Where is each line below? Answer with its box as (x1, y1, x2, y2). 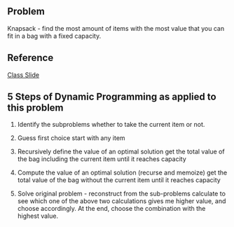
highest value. (17, 212, 58, 220)
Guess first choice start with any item (17, 134, 125, 142)
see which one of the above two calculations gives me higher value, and (17, 197, 226, 205)
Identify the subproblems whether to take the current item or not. (17, 121, 205, 129)
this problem (7, 102, 64, 114)
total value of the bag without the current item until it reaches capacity (17, 176, 221, 184)
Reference (7, 52, 54, 64)
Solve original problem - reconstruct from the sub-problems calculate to (17, 189, 226, 198)
